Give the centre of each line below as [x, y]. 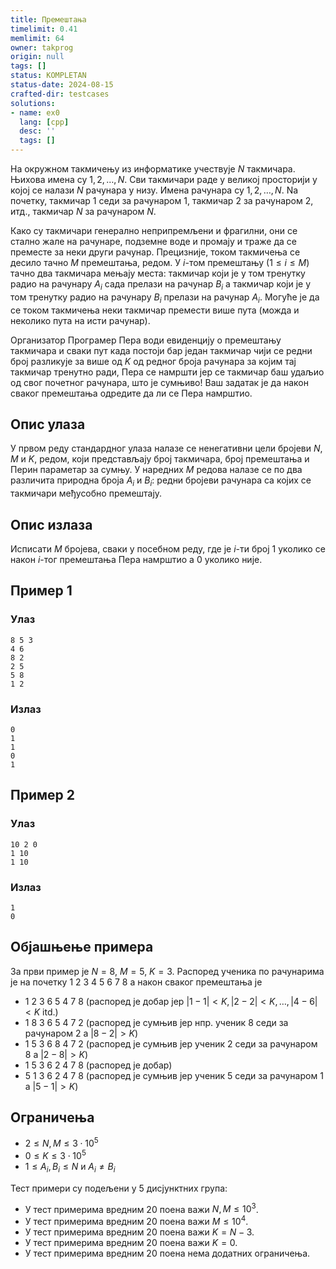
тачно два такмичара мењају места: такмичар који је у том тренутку [158, 273]
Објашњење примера [82, 947]
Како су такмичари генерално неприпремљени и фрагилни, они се [154, 230]
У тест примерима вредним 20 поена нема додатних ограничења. [167, 1253]
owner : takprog [42, 47]
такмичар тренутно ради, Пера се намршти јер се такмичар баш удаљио [167, 372]
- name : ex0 [35, 112]
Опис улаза [48, 424]
